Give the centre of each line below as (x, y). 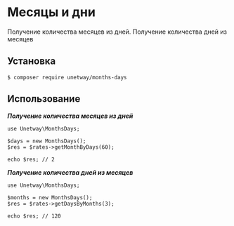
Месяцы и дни (52, 12)
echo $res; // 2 (31, 159)
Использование (44, 99)
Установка (32, 61)
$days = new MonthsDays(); (47, 141)
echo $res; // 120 (34, 216)
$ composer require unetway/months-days (67, 77)
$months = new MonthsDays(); (50, 197)
